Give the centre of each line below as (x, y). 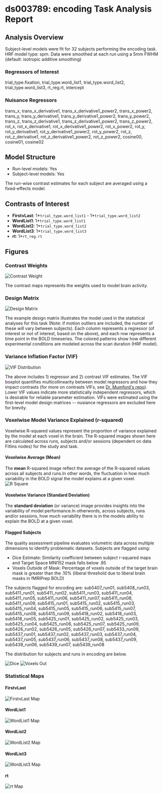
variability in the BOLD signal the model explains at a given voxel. (70, 478)
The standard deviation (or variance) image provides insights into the (75, 506)
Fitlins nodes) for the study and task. (42, 446)
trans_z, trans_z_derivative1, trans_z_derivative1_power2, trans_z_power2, (79, 121)
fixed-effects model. (26, 189)
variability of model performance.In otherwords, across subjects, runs (75, 511)
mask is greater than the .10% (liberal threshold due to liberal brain (79, 573)
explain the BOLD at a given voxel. (39, 521)
